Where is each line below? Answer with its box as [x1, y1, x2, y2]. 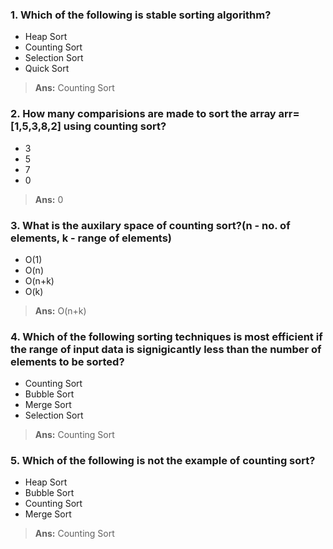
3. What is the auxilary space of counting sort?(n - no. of [10, 218, 291, 232]
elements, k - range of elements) [10, 231, 173, 245]
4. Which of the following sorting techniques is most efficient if [10, 329, 323, 343]
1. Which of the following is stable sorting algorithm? [10, 8, 272, 22]
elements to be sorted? [10, 354, 125, 368]
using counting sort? [63, 119, 167, 133]
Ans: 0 [34, 193, 64, 205]
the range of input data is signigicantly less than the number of [10, 342, 322, 356]
